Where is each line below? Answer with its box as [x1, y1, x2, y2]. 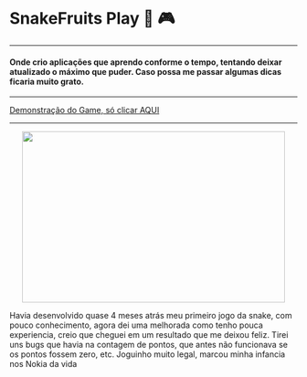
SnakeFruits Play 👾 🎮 [9, 8, 175, 29]
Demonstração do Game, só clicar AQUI [9, 105, 160, 116]
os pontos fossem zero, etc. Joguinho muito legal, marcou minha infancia [9, 349, 286, 360]
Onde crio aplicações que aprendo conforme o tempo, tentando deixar [9, 57, 282, 68]
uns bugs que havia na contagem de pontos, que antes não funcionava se [9, 340, 288, 351]
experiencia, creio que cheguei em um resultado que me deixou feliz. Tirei [9, 330, 289, 340]
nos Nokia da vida [9, 359, 78, 370]
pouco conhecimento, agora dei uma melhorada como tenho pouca [9, 319, 263, 330]
